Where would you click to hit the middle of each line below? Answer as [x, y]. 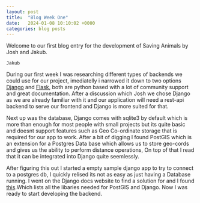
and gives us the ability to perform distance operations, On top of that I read [100, 150]
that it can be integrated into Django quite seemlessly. [73, 157]
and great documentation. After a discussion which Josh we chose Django [98, 93]
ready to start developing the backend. [54, 194]
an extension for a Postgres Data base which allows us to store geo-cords [98, 144]
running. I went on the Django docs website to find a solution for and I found [100, 181]
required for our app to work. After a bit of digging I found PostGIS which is [99, 137]
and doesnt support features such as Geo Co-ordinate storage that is [92, 131]
